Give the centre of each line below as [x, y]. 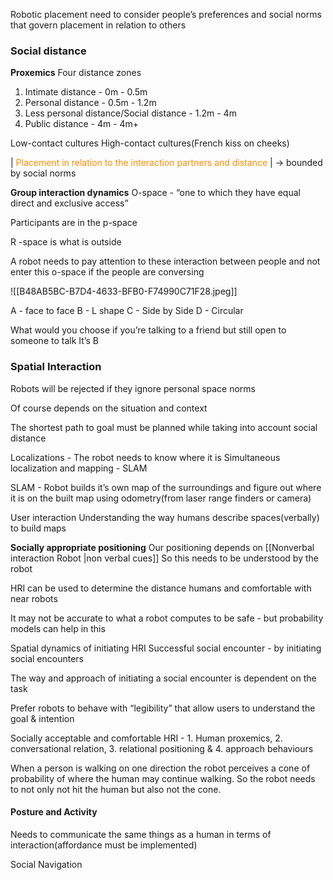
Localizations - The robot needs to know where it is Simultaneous [145, 457]
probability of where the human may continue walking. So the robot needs [163, 778]
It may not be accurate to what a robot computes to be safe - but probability [167, 618]
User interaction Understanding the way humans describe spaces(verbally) [165, 517]
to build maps [38, 528]
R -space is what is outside [66, 242]
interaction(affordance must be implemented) [104, 845]
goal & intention [42, 718]
